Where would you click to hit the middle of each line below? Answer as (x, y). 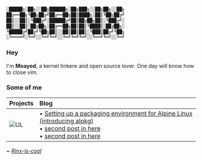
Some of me (24, 88)
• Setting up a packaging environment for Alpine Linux (116, 113)
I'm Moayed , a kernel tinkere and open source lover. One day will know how (100, 66)
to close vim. (22, 72)
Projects (22, 103)
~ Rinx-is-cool (24, 150)
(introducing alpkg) (66, 121)
